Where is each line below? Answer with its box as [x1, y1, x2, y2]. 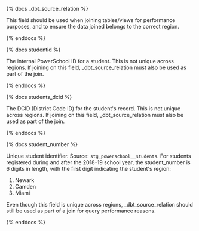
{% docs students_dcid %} [6, 94, 72, 100]
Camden [14, 183, 36, 190]
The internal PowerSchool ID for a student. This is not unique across [6, 58, 174, 64]
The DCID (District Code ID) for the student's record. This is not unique [6, 105, 181, 112]
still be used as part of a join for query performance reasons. [6, 207, 157, 214]
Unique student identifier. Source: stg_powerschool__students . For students [6, 152, 191, 159]
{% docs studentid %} [6, 46, 61, 53]
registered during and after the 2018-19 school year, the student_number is [6, 159, 191, 166]
